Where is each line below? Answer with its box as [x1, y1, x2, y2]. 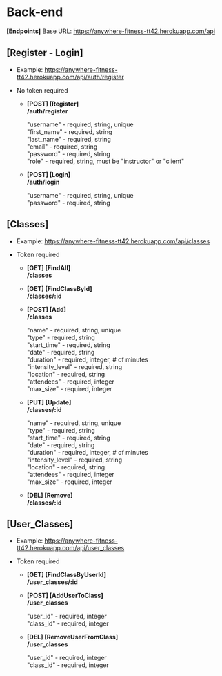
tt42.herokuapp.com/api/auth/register [16, 73, 125, 81]
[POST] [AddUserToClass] [26, 592, 104, 600]
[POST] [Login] [26, 170, 71, 178]
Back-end [6, 4, 63, 20]
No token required [16, 86, 68, 94]
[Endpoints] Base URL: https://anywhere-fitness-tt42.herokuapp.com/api [6, 27, 215, 35]
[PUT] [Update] [26, 398, 72, 406]
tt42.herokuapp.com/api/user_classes [16, 544, 125, 552]
